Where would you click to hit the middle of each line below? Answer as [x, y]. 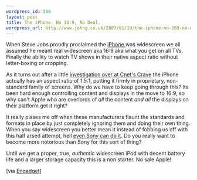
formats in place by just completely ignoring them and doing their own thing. [98, 123]
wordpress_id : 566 [28, 11]
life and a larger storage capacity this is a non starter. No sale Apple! [89, 159]
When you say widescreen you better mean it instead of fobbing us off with [97, 130]
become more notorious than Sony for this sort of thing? [74, 142]
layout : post [22, 17]
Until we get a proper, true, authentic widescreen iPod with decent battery [96, 154]
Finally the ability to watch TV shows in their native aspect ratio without [92, 57]
